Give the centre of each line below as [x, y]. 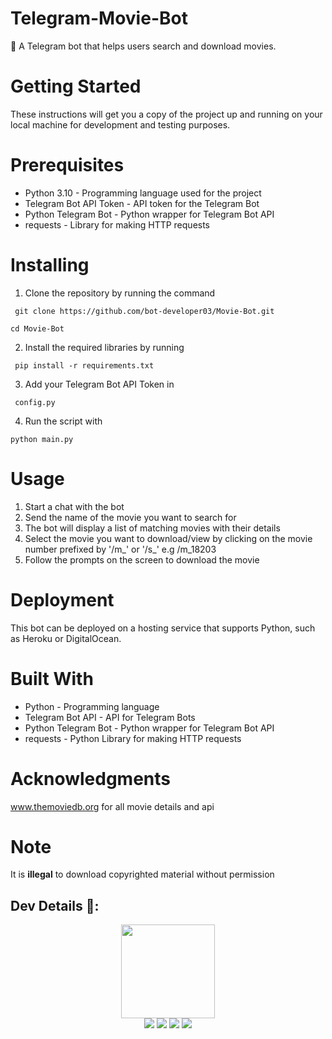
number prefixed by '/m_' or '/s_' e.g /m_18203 [120, 549]
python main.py [42, 439]
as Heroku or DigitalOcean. [66, 638]
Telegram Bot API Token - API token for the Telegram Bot [142, 203]
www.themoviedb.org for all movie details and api [112, 806]
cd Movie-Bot [37, 328]
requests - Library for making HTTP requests [117, 224]
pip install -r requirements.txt [84, 365]
